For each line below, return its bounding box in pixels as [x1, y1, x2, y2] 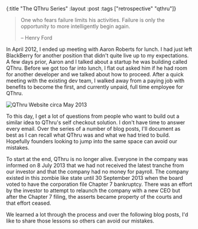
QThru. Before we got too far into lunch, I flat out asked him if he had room [6, 64, 188, 72]
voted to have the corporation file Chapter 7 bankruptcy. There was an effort [6, 180, 193, 188]
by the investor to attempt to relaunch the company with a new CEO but [6, 187, 180, 194]
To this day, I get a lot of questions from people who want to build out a [6, 112, 180, 120]
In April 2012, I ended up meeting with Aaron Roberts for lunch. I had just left [6, 46, 192, 53]
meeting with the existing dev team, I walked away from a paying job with [6, 77, 185, 84]
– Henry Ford [20, 34, 53, 41]
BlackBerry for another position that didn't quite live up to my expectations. [6, 52, 189, 59]
